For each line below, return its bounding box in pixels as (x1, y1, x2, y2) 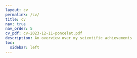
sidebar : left (10, 45, 39, 50)
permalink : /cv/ (5, 12, 39, 17)
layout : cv (5, 7, 28, 13)
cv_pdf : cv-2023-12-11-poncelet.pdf (5, 31, 82, 36)
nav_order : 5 (5, 26, 33, 31)
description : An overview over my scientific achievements (5, 36, 132, 41)
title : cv (5, 17, 26, 22)
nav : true (5, 21, 26, 27)
